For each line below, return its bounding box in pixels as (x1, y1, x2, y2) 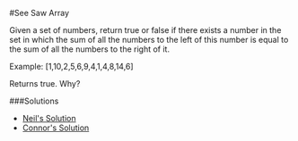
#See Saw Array (9, 8, 70, 18)
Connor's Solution (22, 122, 90, 133)
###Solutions (9, 95, 59, 106)
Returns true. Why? (9, 79, 81, 88)
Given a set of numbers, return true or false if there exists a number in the (9, 25, 282, 35)
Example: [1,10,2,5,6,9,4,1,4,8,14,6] (9, 62, 134, 71)
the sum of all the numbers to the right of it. (9, 44, 171, 54)
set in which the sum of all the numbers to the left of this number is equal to (9, 35, 289, 45)
